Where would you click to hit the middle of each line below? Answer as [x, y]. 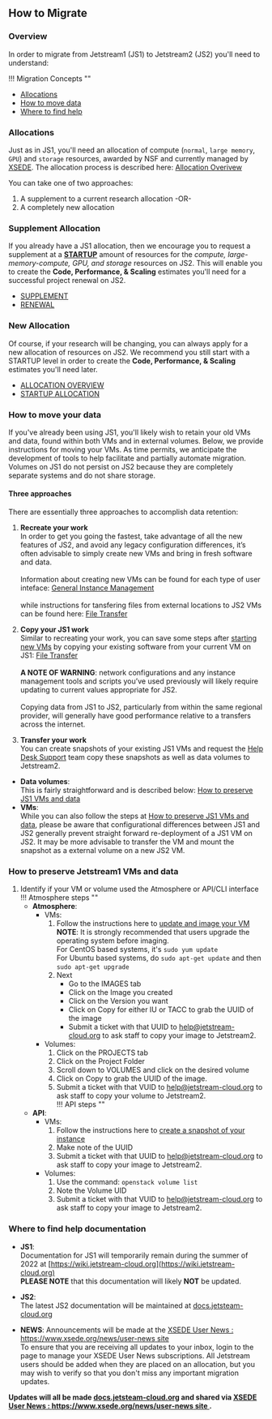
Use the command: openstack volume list [127, 1182]
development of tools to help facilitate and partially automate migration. [127, 458]
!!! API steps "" [81, 1104]
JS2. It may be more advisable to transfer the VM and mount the [127, 842]
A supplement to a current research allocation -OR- [106, 199]
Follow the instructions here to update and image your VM [153, 924]
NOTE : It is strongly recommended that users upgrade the [153, 932]
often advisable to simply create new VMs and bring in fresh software [136, 554]
